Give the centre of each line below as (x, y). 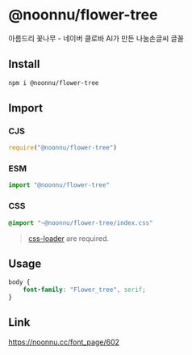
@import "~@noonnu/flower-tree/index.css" (81, 223)
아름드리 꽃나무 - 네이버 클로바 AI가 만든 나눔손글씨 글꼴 (96, 38)
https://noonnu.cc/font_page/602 (64, 342)
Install (24, 64)
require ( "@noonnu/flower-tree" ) (63, 148)
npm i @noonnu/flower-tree (54, 82)
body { (19, 282)
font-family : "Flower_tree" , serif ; (85, 290)
